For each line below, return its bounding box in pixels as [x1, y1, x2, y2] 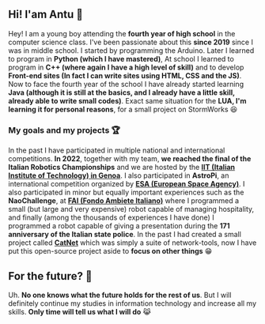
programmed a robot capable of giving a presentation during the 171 [8, 221, 230, 231]
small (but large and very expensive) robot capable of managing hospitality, [8, 205, 255, 214]
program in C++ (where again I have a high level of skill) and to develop [8, 62, 244, 72]
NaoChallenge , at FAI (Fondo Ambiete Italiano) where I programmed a [8, 196, 240, 205]
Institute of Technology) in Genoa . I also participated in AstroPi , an [8, 171, 229, 180]
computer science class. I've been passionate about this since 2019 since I [8, 37, 253, 47]
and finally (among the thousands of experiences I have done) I [8, 213, 215, 222]
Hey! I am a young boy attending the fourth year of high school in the [8, 28, 236, 38]
